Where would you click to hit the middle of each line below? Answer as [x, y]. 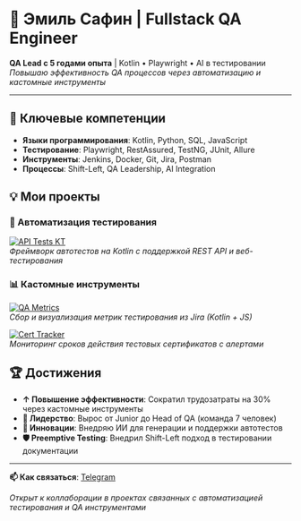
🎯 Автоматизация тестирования [83, 222]
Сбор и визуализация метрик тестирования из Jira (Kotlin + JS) [131, 317]
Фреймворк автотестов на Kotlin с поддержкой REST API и [122, 252]
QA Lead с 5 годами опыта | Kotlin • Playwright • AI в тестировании [138, 63]
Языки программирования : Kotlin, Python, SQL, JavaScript [135, 140]
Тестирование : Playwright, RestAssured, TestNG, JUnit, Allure [138, 149]
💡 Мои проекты [55, 197]
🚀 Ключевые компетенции [87, 119]
